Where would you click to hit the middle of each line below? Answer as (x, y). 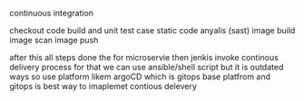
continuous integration (51, 13)
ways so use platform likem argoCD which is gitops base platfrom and (140, 77)
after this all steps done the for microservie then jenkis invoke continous (144, 57)
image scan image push (54, 40)
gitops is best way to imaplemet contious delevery (103, 86)
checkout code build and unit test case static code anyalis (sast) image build (152, 30)
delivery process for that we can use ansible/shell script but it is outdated (147, 67)
